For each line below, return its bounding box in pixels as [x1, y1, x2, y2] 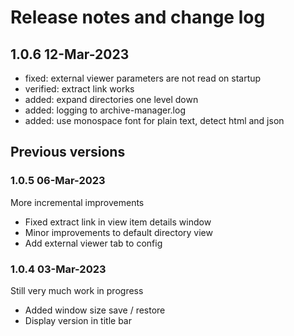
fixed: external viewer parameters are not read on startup [24, 72, 262, 84]
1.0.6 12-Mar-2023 [10, 46, 130, 63]
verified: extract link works [24, 83, 135, 95]
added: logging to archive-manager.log [24, 104, 186, 116]
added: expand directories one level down [24, 94, 199, 105]
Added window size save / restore [24, 304, 166, 316]
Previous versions [10, 144, 126, 161]
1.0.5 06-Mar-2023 [10, 174, 106, 188]
